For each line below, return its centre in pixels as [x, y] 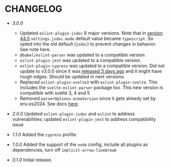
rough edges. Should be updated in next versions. [72, 76]
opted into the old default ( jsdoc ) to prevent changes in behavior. [88, 44]
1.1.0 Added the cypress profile [44, 134]
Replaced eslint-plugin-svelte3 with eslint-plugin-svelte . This [89, 82]
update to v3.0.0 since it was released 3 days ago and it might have [91, 71]
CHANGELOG [33, 9]
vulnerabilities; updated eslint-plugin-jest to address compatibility [84, 119]
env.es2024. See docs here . [50, 103]
